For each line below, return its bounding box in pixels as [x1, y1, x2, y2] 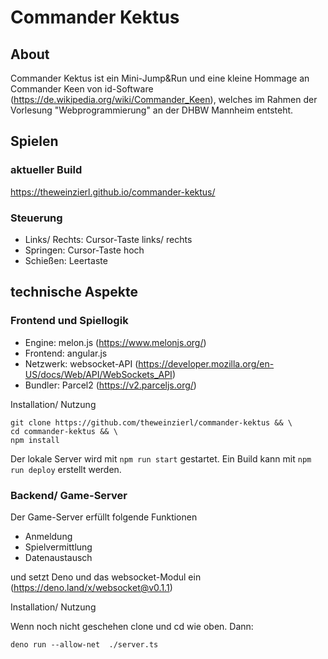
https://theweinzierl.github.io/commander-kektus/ [10, 186, 216, 198]
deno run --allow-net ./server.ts [10, 639, 159, 650]
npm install [10, 435, 60, 445]
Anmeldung [24, 530, 73, 542]
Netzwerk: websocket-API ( [24, 357, 139, 370]
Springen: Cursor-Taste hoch [24, 244, 145, 256]
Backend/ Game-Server [10, 488, 128, 502]
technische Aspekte [10, 284, 138, 301]
